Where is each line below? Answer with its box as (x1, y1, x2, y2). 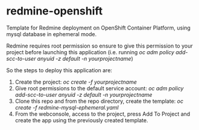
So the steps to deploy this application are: (6, 66, 113, 73)
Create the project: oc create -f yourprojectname (14, 78, 137, 85)
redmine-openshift (6, 4, 103, 18)
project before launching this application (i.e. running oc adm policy (6, 48, 175, 55)
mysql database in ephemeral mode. (6, 30, 97, 37)
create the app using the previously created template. (14, 116, 148, 124)
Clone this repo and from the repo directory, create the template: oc (14, 97, 184, 105)
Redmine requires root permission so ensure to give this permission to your (6, 42, 193, 49)
